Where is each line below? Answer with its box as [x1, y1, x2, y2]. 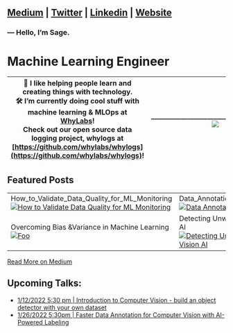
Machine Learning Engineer [7, 53, 170, 69]
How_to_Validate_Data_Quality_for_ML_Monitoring [10, 194, 173, 203]
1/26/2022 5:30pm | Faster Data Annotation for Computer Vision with [17, 310, 215, 319]
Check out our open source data [23, 125, 132, 135]
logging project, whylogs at [31, 133, 124, 143]
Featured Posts [7, 174, 74, 186]
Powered [17, 318, 43, 326]
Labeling [44, 318, 69, 326]
